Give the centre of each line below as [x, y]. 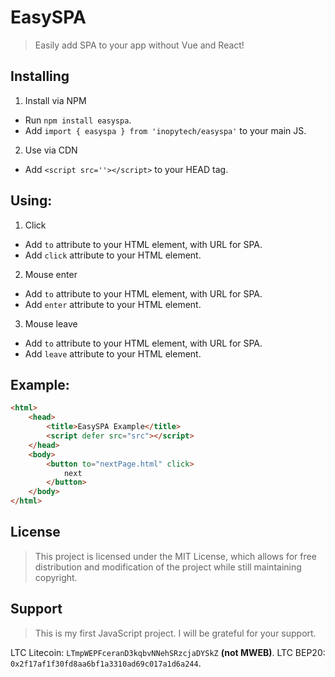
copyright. [56, 577]
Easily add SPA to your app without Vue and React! [139, 45]
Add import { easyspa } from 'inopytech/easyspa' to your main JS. [165, 130]
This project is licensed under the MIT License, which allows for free [175, 556]
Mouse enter [51, 274]
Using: [31, 201]
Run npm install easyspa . [78, 120]
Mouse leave [51, 323]
